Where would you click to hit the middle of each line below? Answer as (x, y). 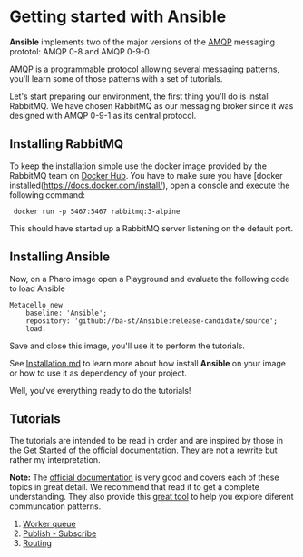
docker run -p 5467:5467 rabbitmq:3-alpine (97, 211)
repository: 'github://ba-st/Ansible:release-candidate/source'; (152, 321)
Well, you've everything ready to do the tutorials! (100, 390)
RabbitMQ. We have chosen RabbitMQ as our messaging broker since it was (151, 105)
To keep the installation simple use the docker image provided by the (138, 166)
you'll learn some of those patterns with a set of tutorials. (116, 78)
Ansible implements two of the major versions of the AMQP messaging (142, 42)
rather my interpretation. (55, 460)
